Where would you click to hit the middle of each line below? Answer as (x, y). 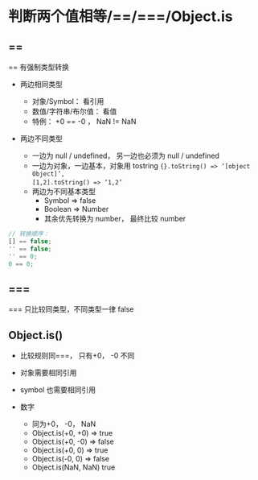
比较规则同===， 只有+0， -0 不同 (77, 356)
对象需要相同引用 (48, 372)
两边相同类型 (41, 84)
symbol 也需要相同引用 (58, 390)
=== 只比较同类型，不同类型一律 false (71, 309)
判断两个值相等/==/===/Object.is (121, 17)
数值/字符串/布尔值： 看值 (74, 111)
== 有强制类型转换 (39, 67)
